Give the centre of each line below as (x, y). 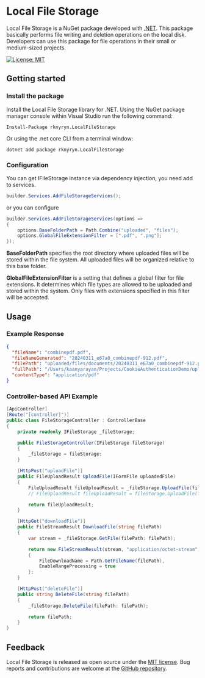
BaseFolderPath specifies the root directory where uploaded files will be (98, 253)
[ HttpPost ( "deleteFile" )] (50, 589)
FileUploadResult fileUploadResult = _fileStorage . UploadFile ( (110, 488)
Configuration (27, 165)
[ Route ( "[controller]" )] (38, 415)
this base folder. (27, 266)
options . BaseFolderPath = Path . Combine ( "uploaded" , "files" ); (98, 230)
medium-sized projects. (36, 48)
